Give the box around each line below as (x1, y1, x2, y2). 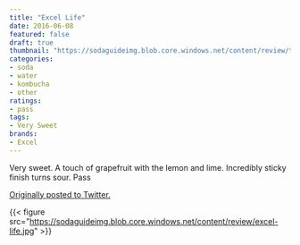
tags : (9, 113, 29, 122)
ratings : (9, 96, 42, 106)
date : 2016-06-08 (9, 21, 74, 30)
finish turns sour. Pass (9, 172, 91, 182)
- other (9, 88, 38, 97)
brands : (9, 130, 38, 139)
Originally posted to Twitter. (9, 189, 112, 199)
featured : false (9, 30, 70, 38)
